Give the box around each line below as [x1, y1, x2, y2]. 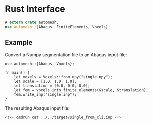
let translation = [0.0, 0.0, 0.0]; [14, 83, 91, 88]
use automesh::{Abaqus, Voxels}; [5, 61, 75, 66]
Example [5, 38, 33, 47]
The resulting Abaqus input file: [5, 105, 70, 111]
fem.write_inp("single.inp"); [14, 92, 77, 97]
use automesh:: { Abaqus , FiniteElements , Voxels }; [5, 24, 111, 29]
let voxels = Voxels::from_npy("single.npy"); [14, 74, 113, 79]
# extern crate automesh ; [5, 20, 59, 25]
